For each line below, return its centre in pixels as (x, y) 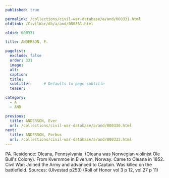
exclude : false (26, 56)
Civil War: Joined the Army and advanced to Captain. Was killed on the (79, 164)
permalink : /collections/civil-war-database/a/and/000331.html (73, 19)
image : (17, 65)
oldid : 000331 (20, 33)
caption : (19, 74)
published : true (22, 10)
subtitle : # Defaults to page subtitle (57, 84)
